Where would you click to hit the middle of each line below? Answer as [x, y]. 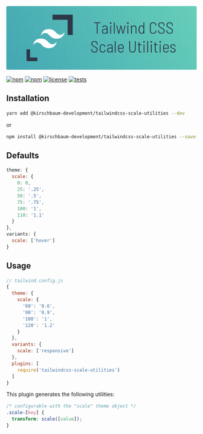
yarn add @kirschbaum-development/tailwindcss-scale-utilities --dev [96, 113]
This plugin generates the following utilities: [60, 395]
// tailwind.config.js [35, 281]
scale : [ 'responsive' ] [46, 351]
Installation [28, 98]
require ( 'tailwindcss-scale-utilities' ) [69, 370]
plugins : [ [25, 364]
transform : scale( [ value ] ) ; [47, 419]
